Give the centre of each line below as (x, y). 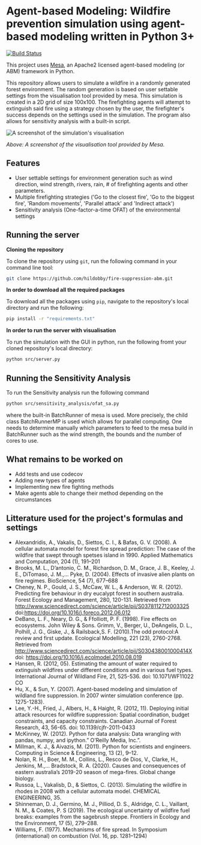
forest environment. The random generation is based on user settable (92, 89)
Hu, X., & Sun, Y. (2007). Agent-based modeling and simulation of (96, 689)
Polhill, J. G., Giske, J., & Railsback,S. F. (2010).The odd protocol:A (97, 631)
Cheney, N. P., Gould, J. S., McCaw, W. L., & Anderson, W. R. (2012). (99, 587)
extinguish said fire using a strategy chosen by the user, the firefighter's (95, 108)
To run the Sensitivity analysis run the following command (78, 392)
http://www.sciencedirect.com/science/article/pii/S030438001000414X (103, 650)
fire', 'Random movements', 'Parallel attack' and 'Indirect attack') (95, 203)
